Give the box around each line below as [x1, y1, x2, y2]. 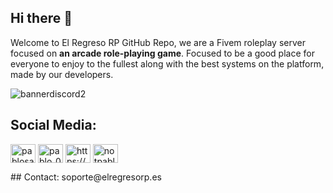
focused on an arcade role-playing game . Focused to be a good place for [10, 47, 315, 59]
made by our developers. [10, 68, 114, 80]
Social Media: [10, 117, 97, 134]
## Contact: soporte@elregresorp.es [10, 171, 162, 183]
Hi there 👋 [10, 10, 73, 27]
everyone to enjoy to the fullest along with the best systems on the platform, [10, 57, 325, 70]
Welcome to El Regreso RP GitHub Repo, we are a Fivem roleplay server [10, 36, 306, 48]
